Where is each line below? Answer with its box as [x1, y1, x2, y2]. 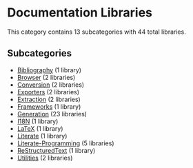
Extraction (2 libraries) [17, 95, 81, 103]
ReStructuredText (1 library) [17, 146, 96, 154]
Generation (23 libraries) [17, 109, 88, 118]
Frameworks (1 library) [17, 102, 81, 111]
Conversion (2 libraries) [17, 81, 85, 89]
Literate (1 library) [17, 132, 68, 140]
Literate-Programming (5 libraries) [17, 139, 114, 147]
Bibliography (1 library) [17, 65, 81, 74]
